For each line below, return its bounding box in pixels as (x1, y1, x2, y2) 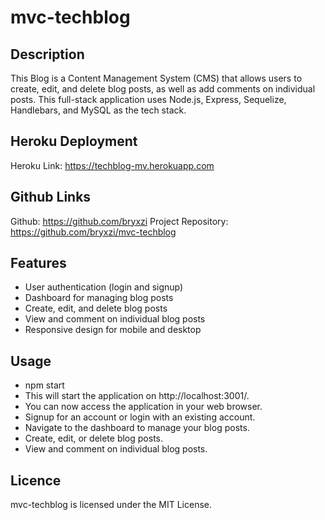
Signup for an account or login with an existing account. (24, 411, 256, 423)
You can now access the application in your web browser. (24, 401, 263, 413)
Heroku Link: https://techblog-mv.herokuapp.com (10, 159, 215, 171)
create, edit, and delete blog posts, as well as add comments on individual (10, 83, 316, 95)
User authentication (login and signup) (24, 281, 184, 293)
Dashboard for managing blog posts (24, 292, 174, 304)
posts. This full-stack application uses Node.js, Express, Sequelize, (10, 94, 287, 105)
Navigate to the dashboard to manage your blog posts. (24, 422, 250, 434)
